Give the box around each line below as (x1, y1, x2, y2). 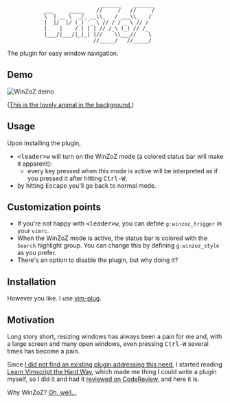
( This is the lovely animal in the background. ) (7, 100, 135, 109)
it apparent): (16, 160, 52, 168)
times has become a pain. (7, 347, 80, 356)
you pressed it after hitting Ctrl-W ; (27, 174, 128, 182)
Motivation (7, 314, 55, 326)
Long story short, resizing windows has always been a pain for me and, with (7, 332, 222, 341)
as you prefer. (16, 249, 57, 257)
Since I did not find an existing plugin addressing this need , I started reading (7, 360, 223, 369)
